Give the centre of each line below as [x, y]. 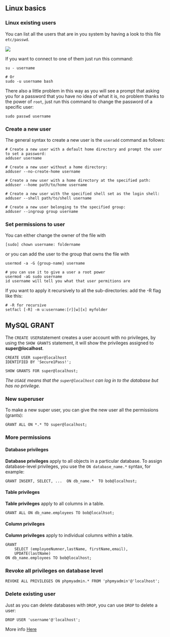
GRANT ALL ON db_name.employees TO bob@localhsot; [60, 513]
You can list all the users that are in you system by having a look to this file [83, 34]
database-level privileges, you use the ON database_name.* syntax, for [78, 466]
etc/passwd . [17, 39]
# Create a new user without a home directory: [57, 167]
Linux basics [26, 8]
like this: [14, 296]
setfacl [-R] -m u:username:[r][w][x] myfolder [57, 310]
